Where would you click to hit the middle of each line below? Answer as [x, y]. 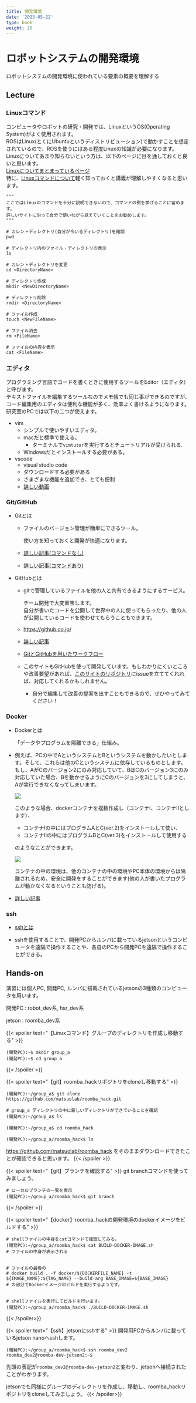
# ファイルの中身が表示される [37, 1252]
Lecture [20, 95]
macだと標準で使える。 [51, 437]
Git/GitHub [22, 502]
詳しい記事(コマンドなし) [53, 553]
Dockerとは [28, 730]
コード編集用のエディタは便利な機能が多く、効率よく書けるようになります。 [98, 404]
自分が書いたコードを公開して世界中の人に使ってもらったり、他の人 [105, 611]
